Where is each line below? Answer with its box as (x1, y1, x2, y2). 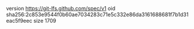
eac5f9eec (6, 17, 32, 24)
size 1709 (33, 17, 56, 24)
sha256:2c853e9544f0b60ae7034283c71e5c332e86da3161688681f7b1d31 (6, 11, 189, 18)
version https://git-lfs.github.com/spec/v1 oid (6, 5, 116, 12)
